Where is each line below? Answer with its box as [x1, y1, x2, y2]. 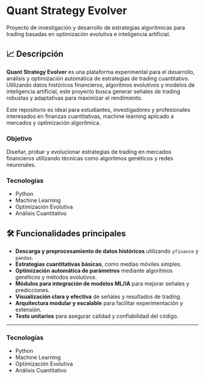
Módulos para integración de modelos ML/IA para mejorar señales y [15, 280, 190, 287]
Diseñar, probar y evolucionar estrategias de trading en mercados [6, 148, 172, 156]
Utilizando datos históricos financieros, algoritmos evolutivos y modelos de [6, 81, 195, 89]
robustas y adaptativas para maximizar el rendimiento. [6, 94, 143, 101]
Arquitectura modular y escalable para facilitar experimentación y [15, 300, 183, 307]
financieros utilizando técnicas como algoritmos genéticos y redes [6, 155, 174, 162]
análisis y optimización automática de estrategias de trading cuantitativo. [6, 75, 190, 82]
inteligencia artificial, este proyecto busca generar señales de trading [6, 87, 181, 95]
